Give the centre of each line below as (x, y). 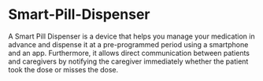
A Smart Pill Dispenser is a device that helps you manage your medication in (131, 36)
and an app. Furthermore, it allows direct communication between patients (129, 53)
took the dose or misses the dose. (63, 69)
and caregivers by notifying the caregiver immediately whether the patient (128, 61)
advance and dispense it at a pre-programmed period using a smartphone (128, 44)
